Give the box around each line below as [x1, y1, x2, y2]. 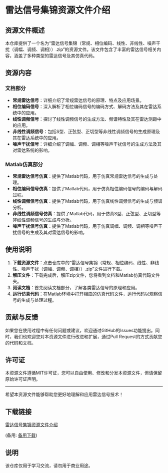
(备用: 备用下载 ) [5, 433, 37, 439]
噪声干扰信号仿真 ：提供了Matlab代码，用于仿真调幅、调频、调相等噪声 [12, 223, 158, 229]
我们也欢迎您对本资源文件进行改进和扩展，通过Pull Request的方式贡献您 [13, 333, 162, 340]
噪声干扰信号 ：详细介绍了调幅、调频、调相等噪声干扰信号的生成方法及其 [12, 141, 161, 147]
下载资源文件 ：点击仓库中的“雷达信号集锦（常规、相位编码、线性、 [12, 259, 150, 265]
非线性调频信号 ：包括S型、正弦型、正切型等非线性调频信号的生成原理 [12, 128, 156, 134]
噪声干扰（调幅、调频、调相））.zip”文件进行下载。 [21, 266, 125, 272]
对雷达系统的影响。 [12, 147, 52, 153]
